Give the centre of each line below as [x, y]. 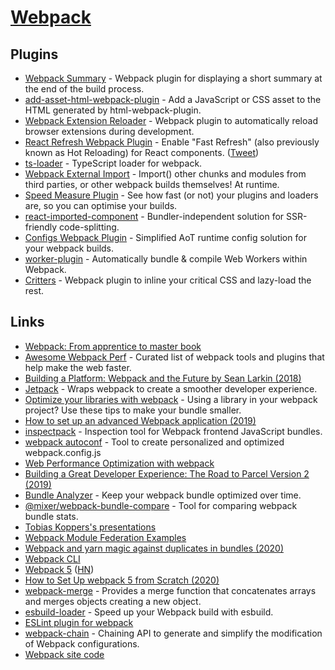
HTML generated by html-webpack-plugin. [113, 110]
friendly [41, 227]
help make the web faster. [78, 367]
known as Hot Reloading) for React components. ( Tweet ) [142, 152]
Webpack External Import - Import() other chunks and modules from [165, 174]
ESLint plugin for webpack [79, 622]
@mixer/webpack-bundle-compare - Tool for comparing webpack [161, 505]
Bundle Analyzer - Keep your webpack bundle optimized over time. [163, 495]
